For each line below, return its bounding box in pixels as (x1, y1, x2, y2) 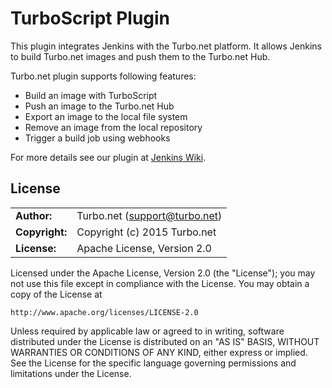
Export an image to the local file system (24, 110, 188, 122)
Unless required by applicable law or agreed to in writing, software (10, 325, 285, 337)
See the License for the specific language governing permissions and (10, 357, 297, 369)
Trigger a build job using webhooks (24, 132, 171, 144)
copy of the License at (10, 288, 103, 300)
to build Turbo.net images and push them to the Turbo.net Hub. (10, 50, 271, 62)
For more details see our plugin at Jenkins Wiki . (10, 151, 207, 163)
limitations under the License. (10, 367, 132, 379)
